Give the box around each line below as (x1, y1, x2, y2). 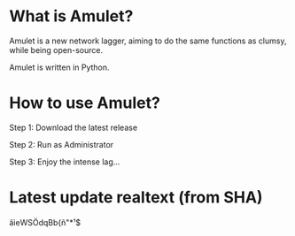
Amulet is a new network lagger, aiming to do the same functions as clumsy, (9, 35, 287, 46)
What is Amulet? (9, 6, 134, 27)
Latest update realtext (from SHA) (9, 187, 263, 208)
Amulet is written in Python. (9, 62, 110, 72)
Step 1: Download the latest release (9, 122, 138, 133)
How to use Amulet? (9, 93, 161, 113)
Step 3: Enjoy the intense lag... (9, 156, 120, 167)
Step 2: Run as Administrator (9, 139, 114, 149)
